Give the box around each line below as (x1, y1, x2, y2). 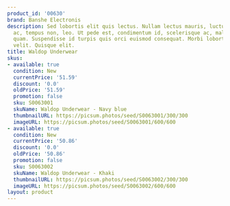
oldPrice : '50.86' (13, 150, 66, 158)
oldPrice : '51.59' (13, 87, 66, 93)
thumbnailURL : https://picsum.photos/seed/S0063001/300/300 (13, 112, 188, 119)
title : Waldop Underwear (7, 49, 78, 56)
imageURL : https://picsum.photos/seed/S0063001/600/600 (13, 118, 176, 126)
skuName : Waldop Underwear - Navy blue (13, 106, 127, 113)
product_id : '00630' (7, 10, 66, 17)
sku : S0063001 (13, 100, 53, 106)
